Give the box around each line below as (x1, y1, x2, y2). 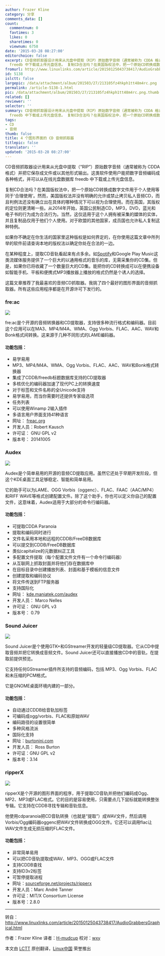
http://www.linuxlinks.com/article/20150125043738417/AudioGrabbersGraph (5, 919, 160, 925)
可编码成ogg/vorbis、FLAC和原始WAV (12, 713, 90, 719)
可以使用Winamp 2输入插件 (12, 405, 68, 411)
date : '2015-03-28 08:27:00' (5, 48, 65, 53)
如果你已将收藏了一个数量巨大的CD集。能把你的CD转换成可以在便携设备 (13, 263, 160, 269)
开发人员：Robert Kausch (12, 424, 64, 430)
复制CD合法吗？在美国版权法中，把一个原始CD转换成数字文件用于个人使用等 (5, 186, 160, 193)
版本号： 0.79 (12, 609, 40, 615)
